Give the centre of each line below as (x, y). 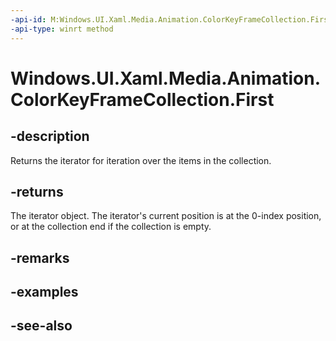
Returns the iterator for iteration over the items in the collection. (141, 160)
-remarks (40, 257)
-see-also (41, 326)
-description (50, 136)
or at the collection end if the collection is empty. (111, 227)
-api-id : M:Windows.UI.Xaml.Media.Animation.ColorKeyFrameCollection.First (171, 19)
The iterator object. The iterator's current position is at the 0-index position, (166, 216)
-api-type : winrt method (62, 29)
